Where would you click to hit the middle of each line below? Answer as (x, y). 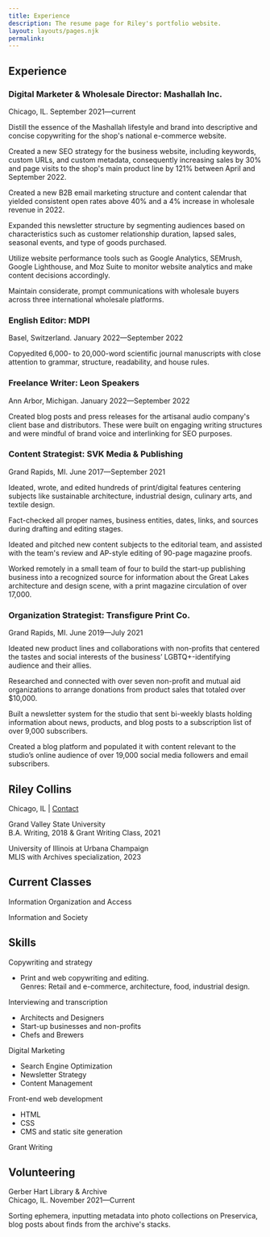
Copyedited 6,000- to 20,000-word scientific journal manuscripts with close (135, 354)
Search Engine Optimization (66, 1066)
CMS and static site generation (71, 1131)
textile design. (32, 504)
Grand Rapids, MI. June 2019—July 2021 (76, 633)
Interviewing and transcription (58, 1002)
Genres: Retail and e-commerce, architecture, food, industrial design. (135, 986)
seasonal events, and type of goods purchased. (87, 242)
